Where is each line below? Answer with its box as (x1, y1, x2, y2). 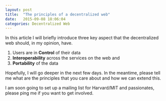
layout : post (5, 7, 32, 12)
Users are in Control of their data (12, 50, 81, 56)
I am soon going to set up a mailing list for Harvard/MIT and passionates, (5, 85, 155, 91)
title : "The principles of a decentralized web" (5, 12, 111, 17)
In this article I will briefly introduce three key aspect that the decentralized (5, 35, 159, 41)
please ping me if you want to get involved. (5, 90, 94, 96)
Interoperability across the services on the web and (12, 55, 120, 61)
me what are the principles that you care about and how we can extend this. (5, 75, 161, 81)
